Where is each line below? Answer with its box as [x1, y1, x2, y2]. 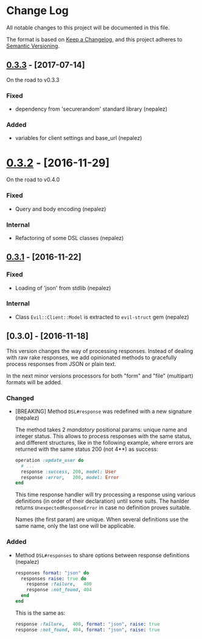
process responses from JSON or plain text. [6, 360, 117, 367]
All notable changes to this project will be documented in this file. [6, 24, 170, 31]
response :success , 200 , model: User [21, 469, 117, 475]
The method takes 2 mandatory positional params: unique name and [15, 426, 187, 433]
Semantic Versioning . [6, 42, 60, 49]
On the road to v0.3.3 [6, 76, 60, 83]
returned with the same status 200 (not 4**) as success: [15, 445, 158, 453]
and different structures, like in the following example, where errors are [15, 439, 193, 446]
